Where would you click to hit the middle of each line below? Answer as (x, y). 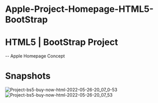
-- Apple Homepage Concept (35, 56)
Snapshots (28, 76)
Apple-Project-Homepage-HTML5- (79, 9)
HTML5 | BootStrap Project (62, 42)
